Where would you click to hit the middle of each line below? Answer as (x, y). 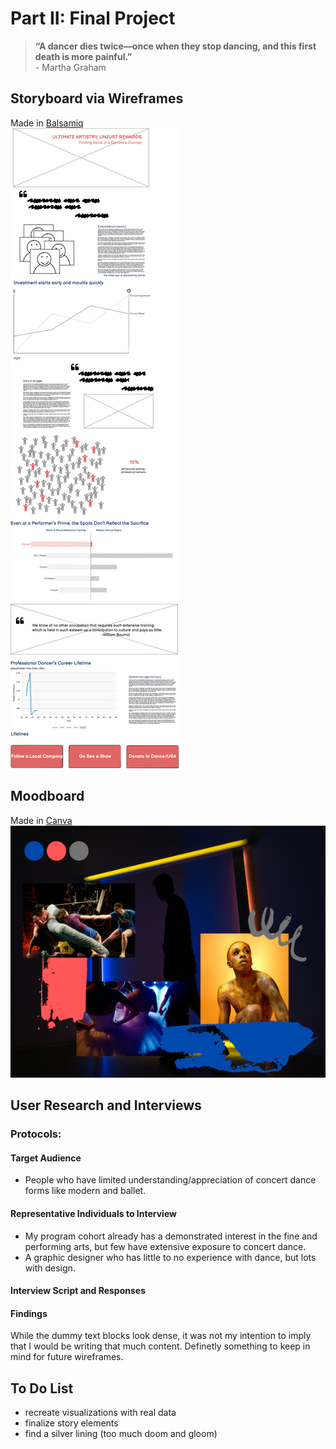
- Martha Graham (70, 67)
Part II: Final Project (93, 18)
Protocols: (36, 1134)
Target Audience (46, 1158)
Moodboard (47, 796)
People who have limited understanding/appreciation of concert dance (170, 1180)
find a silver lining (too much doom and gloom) (121, 1434)
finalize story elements (71, 1423)
